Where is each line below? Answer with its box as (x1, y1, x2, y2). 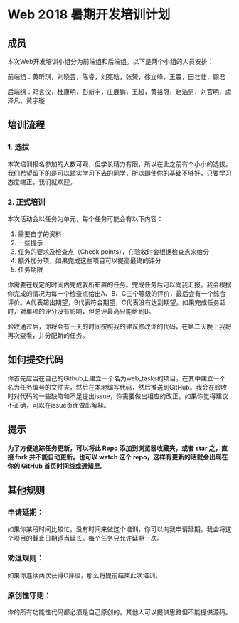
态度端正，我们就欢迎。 (7, 177, 76, 186)
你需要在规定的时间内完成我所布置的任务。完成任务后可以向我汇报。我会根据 (7, 280, 232, 289)
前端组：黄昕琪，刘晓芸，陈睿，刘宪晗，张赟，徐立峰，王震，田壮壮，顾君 (7, 73, 225, 80)
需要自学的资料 (17, 229, 62, 238)
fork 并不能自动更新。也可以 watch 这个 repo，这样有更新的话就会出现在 (15, 452, 228, 461)
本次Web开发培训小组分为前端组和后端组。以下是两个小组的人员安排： (7, 58, 214, 65)
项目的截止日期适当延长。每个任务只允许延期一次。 (13, 534, 164, 543)
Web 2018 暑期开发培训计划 (7, 6, 171, 23)
